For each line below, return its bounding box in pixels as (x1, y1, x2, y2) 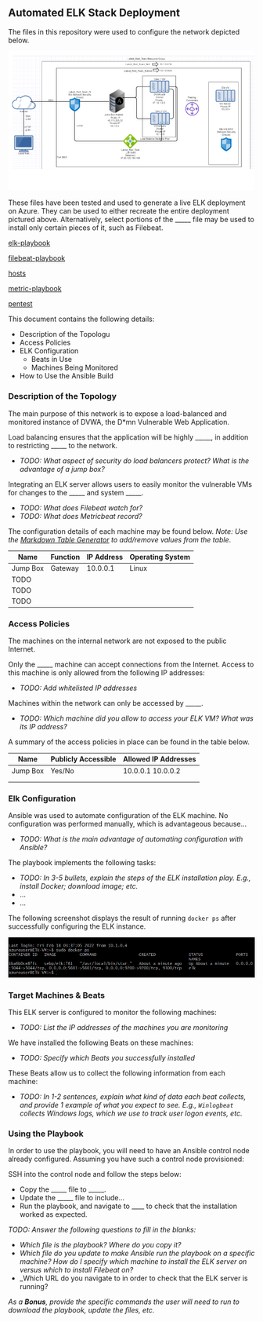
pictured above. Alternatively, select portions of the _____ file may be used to (8, 215, 254, 225)
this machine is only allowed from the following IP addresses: (8, 667, 205, 677)
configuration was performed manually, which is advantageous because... (8, 819, 247, 828)
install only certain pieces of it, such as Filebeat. (8, 223, 164, 232)
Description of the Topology (8, 391, 117, 402)
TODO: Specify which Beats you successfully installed (19, 1054, 196, 1062)
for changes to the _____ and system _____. (8, 488, 144, 497)
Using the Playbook (8, 1128, 84, 1139)
